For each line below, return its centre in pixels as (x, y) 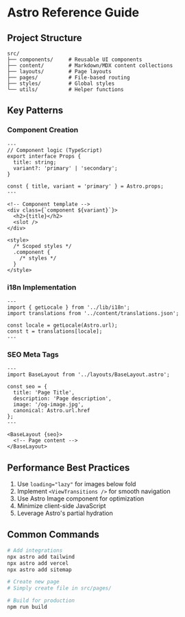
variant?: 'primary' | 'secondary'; (65, 168)
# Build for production (41, 601)
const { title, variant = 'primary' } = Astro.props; (86, 186)
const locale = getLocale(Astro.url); (62, 325)
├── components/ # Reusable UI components (75, 60)
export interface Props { (44, 156)
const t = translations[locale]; (55, 331)
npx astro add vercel (38, 563)
